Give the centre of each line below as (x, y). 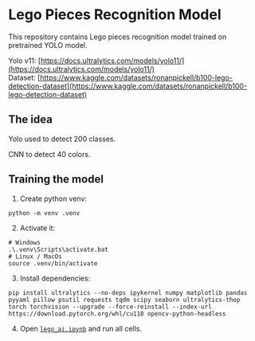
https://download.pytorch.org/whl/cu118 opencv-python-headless (117, 314)
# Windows (25, 242)
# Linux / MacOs (35, 257)
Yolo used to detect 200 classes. (62, 139)
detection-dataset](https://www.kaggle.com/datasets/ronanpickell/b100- (128, 86)
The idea (31, 120)
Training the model (56, 180)
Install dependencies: (55, 278)
